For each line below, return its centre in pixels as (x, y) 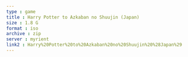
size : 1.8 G (22, 23)
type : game (21, 12)
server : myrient (28, 39)
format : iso (22, 28)
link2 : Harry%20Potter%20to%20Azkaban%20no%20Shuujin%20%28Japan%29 (94, 45)
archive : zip (24, 34)
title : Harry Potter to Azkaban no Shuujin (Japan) (73, 17)
